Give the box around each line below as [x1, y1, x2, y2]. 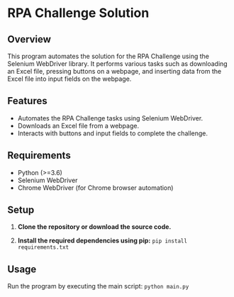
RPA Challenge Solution [7, 5, 150, 21]
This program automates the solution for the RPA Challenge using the [7, 52, 209, 60]
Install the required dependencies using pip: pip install [17, 236, 188, 245]
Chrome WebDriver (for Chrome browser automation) [17, 183, 174, 192]
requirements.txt [17, 244, 69, 251]
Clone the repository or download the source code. [17, 223, 172, 231]
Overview [7, 33, 52, 45]
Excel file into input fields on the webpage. [7, 74, 132, 83]
